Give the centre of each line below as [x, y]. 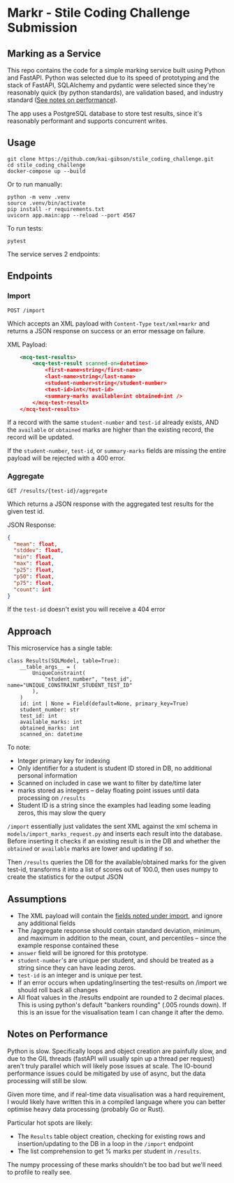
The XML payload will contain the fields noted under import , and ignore [120, 916]
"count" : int [32, 589]
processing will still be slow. [47, 1080]
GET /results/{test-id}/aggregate [58, 491]
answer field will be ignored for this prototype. [83, 953]
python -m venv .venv [39, 197]
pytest [17, 241]
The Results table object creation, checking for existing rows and [111, 1136]
